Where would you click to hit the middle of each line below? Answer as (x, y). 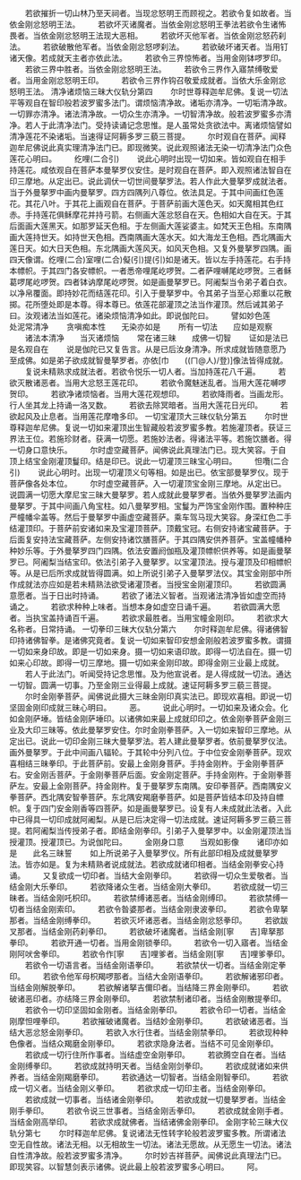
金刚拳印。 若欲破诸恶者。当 (228, 1021)
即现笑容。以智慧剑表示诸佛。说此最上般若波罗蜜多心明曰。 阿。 (136, 1167)
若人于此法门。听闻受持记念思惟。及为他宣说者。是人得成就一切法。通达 (158, 674)
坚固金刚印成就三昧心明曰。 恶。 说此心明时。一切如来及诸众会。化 (149, 707)
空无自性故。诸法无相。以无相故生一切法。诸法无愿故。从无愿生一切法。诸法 (150, 1144)
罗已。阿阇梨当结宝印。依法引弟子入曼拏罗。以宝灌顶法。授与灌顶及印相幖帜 (150, 562)
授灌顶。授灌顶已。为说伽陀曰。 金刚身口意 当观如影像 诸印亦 (145, 842)
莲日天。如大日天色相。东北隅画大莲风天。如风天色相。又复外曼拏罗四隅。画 (150, 248)
